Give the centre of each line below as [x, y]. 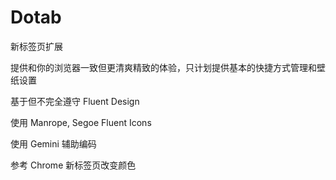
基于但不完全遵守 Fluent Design [75, 101]
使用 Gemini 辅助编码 [53, 143]
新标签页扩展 [36, 46]
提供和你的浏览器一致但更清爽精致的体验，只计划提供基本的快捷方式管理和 [163, 67]
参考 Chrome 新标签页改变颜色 [73, 165]
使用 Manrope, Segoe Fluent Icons [81, 122]
